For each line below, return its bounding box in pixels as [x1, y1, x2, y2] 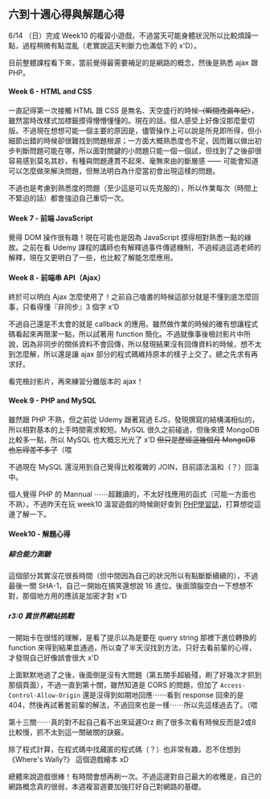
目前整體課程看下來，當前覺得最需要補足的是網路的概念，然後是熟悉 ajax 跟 [8, 57, 259, 67]
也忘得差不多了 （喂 [8, 445, 72, 454]
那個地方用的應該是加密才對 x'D [22, 591, 127, 601]
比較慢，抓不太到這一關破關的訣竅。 [8, 727, 129, 737]
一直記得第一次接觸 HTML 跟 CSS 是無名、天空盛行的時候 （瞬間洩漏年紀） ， [8, 106, 259, 115]
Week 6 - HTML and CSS [8, 87, 92, 97]
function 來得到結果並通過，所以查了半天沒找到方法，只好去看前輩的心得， [8, 643, 256, 652]
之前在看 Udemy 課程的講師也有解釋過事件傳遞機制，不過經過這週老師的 [22, 242, 261, 252]
